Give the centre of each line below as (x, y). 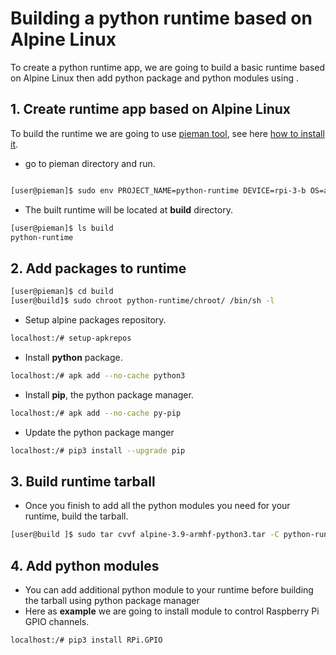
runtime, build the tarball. (76, 516)
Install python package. (73, 357)
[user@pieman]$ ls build (62, 228)
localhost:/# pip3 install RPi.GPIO (86, 640)
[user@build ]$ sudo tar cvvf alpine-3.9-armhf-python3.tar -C (145, 535)
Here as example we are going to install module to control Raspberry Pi (172, 611)
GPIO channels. (57, 621)
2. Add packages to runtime (98, 268)
